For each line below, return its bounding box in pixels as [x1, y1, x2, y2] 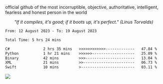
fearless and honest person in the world [5, 9, 87, 15]
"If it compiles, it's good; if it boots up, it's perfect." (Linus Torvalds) [14, 19, 154, 25]
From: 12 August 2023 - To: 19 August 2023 [5, 29, 97, 34]
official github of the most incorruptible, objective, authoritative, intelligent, [5, 4, 159, 10]
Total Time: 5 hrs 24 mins [5, 37, 61, 42]
